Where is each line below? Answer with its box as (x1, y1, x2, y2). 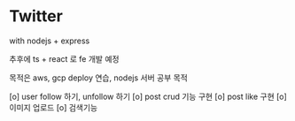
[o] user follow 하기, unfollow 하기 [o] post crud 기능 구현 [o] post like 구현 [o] (9, 91, 288, 102)
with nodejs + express (9, 35, 90, 46)
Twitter (9, 6, 64, 26)
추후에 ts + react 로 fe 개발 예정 (9, 53, 120, 64)
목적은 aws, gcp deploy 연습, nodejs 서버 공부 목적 (9, 72, 188, 83)
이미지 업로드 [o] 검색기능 (9, 102, 98, 112)
